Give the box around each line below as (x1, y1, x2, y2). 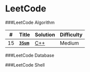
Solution (34, 31, 56, 38)
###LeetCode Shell (5, 62, 45, 68)
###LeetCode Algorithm (5, 19, 55, 25)
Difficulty (60, 31, 83, 38)
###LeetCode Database (5, 52, 55, 58)
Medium (60, 39, 80, 46)
